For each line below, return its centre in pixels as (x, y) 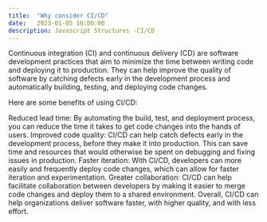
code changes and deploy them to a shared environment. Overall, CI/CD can (133, 194)
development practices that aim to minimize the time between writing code (131, 61)
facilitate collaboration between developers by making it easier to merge (127, 186)
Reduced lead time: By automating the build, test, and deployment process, (132, 118)
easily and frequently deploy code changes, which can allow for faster (124, 169)
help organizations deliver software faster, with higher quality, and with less (132, 203)
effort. (19, 212)
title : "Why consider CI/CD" (59, 16)
